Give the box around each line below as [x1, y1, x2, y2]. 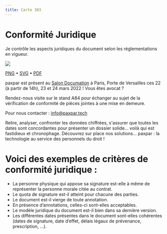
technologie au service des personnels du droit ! [5, 136, 105, 142]
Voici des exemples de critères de [5, 153, 148, 165]
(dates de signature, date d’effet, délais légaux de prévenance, [12, 218, 141, 224]
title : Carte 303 [5, 7, 41, 13]
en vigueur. [5, 51, 28, 57]
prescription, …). [12, 223, 47, 229]
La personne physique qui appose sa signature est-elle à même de [12, 180, 150, 186]
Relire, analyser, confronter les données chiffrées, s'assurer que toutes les [5, 120, 158, 126]
